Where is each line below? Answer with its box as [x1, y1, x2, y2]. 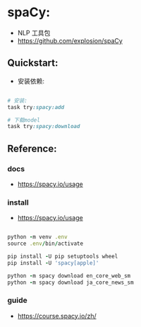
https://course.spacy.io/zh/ [17, 311, 97, 320]
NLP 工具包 [17, 28, 51, 37]
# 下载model [7, 116, 40, 124]
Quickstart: [7, 57, 59, 69]
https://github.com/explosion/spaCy [17, 36, 123, 45]
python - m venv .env [7, 234, 68, 241]
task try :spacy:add [7, 103, 65, 110]
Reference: [7, 142, 57, 154]
